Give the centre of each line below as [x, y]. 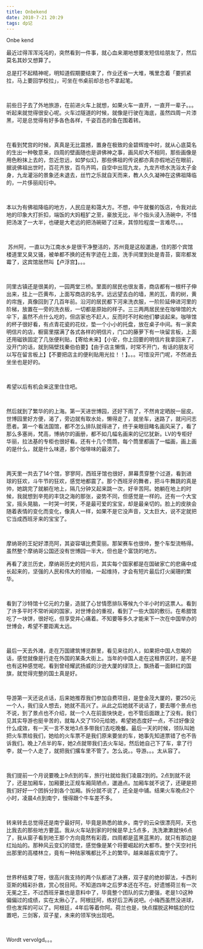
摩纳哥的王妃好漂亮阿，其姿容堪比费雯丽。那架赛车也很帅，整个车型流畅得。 [101, 543]
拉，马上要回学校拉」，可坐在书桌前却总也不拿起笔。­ [71, 81]
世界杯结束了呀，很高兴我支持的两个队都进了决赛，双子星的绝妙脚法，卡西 [99, 878]
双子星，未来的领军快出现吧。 [80, 915]
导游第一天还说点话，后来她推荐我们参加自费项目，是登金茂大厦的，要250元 [101, 698]
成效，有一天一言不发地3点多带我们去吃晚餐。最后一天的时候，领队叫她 [106, 728]
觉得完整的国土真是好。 [51, 673]
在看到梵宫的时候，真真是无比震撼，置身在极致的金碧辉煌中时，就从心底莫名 [101, 145]
